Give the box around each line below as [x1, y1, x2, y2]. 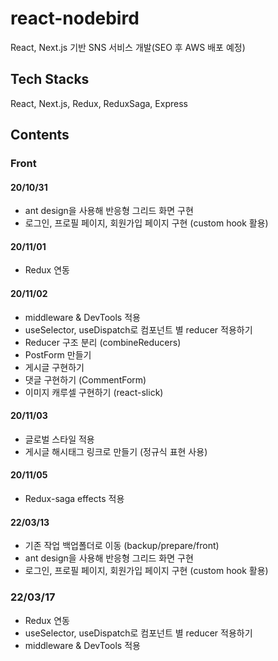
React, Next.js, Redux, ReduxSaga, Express [10, 97, 188, 109]
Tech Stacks [10, 71, 90, 88]
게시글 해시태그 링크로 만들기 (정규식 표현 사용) [24, 445, 208, 457]
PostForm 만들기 [24, 348, 92, 361]
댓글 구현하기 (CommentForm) [24, 373, 147, 386]
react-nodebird [10, 7, 140, 30]
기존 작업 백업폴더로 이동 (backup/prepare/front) [24, 540, 220, 552]
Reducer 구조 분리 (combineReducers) [24, 336, 182, 348]
